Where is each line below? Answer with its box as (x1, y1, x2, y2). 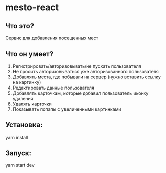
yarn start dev (5, 162, 35, 168)
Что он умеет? (5, 50, 54, 58)
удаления (12, 95, 34, 101)
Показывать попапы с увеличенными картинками (12, 106, 121, 112)
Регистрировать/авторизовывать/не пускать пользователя (12, 63, 141, 69)
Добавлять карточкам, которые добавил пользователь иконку (12, 90, 149, 96)
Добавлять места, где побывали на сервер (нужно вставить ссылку (12, 74, 161, 80)
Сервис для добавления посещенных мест (5, 35, 98, 41)
